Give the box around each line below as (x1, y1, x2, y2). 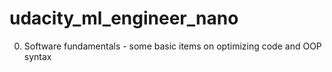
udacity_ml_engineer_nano (9, 7, 239, 30)
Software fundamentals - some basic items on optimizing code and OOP (23, 40, 322, 52)
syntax (23, 50, 52, 62)
